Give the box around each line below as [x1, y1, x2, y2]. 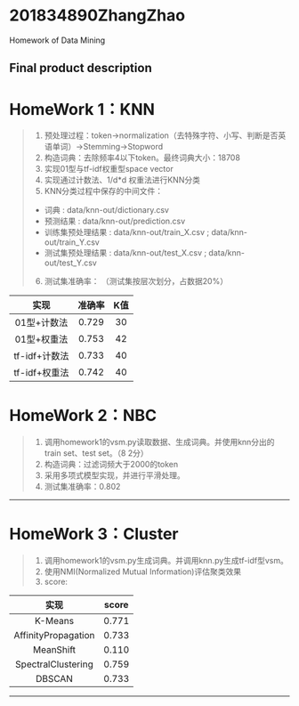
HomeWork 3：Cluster [9, 524, 180, 544]
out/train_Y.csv [44, 237, 100, 248]
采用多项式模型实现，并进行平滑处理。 [44, 470, 185, 481]
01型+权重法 [14, 333, 69, 345]
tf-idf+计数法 [13, 350, 69, 362]
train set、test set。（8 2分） [44, 448, 149, 458]
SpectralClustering [14, 658, 93, 670]
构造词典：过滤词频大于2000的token [44, 459, 179, 470]
